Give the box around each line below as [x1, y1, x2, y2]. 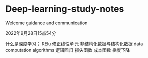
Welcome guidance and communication [5, 20, 88, 26]
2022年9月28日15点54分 [5, 30, 56, 36]
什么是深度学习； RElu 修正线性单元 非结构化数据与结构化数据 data [5, 41, 143, 47]
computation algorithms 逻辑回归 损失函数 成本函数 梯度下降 [5, 47, 130, 53]
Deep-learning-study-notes [5, 3, 124, 15]
